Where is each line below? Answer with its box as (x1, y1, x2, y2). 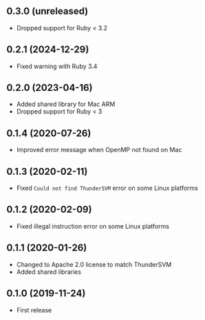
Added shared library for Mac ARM (16, 100, 116, 109)
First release (16, 306, 52, 314)
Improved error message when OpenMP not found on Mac (16, 146, 182, 154)
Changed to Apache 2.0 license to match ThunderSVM (16, 260, 172, 268)
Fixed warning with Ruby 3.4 (16, 62, 98, 70)
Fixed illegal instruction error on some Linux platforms (16, 222, 170, 230)
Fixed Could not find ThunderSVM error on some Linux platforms (16, 184, 199, 192)
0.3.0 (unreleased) (6, 6, 89, 17)
